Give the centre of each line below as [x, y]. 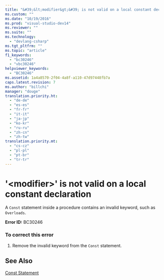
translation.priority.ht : [31, 96]
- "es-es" [19, 105]
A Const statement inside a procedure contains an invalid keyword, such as [80, 208]
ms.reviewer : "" [21, 28]
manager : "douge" [23, 91]
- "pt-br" [19, 155]
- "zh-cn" [19, 132]
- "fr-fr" [19, 110]
